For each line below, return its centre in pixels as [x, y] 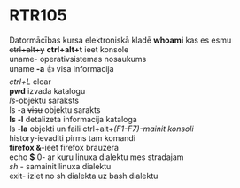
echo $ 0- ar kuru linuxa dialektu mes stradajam [97, 157]
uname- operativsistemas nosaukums [78, 59]
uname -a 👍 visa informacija [62, 68]
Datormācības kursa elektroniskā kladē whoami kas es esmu [120, 40]
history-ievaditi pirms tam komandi [72, 137]
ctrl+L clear [30, 82]
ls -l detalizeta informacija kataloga [73, 119]
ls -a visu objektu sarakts [55, 110]
